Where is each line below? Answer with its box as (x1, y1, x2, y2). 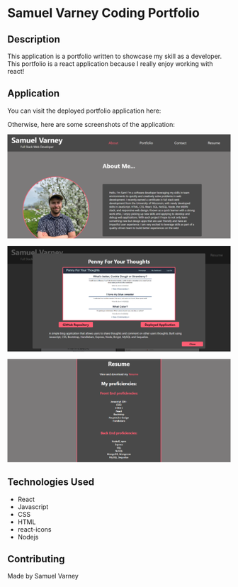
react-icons (17, 525, 52, 533)
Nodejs (17, 532, 39, 541)
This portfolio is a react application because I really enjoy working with (7, 60, 214, 68)
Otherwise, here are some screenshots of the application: (7, 120, 175, 128)
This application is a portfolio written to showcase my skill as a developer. (7, 52, 222, 60)
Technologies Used (7, 476, 94, 488)
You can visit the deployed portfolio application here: (7, 106, 161, 115)
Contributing (7, 553, 65, 565)
